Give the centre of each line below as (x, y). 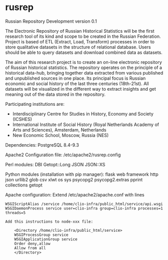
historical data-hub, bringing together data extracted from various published (84, 73)
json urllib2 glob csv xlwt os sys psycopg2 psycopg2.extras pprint (74, 179)
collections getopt (24, 185)
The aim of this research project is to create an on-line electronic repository (84, 62)
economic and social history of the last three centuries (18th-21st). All (77, 83)
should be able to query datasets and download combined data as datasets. (84, 52)
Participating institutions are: (35, 104)
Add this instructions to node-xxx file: (49, 221)
